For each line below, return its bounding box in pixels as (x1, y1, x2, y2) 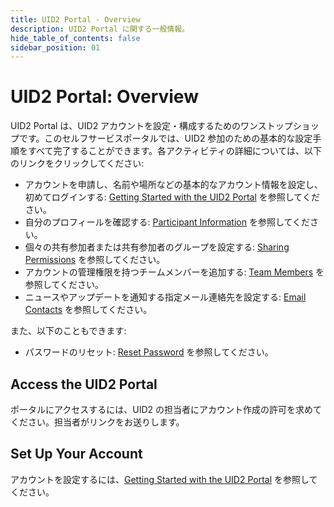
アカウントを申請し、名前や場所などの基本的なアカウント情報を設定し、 (24, 179, 323, 191)
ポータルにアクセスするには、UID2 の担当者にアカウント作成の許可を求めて (10, 404, 323, 415)
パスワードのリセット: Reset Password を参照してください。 (24, 346, 274, 358)
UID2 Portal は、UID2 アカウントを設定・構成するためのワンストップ (10, 120, 293, 132)
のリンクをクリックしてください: (10, 157, 145, 170)
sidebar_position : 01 (10, 42, 101, 53)
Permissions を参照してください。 (24, 254, 166, 266)
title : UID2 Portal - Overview (10, 14, 141, 25)
